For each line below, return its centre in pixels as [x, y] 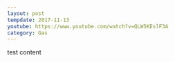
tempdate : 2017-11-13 [38, 20]
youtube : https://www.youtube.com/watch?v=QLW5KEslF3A [88, 26]
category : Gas [28, 33]
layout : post [26, 13]
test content [24, 52]
